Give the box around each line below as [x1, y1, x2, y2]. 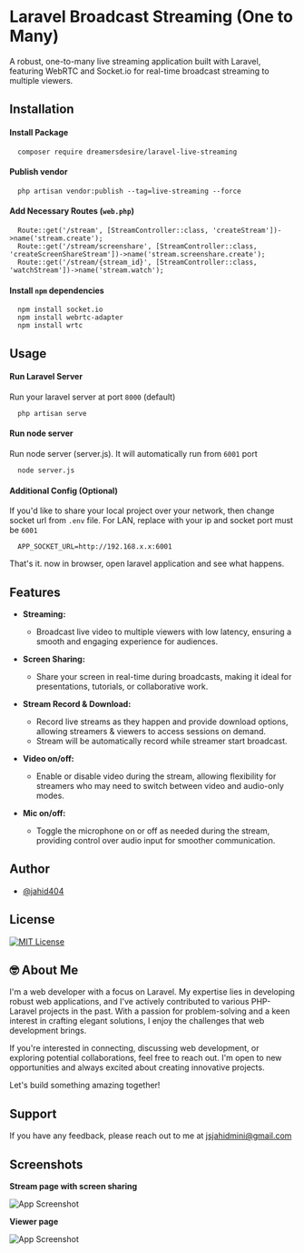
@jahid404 [22, 885, 64, 896]
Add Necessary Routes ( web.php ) [9, 206, 134, 217]
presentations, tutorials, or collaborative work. [35, 681, 209, 692]
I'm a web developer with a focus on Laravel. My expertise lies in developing [9, 986, 295, 997]
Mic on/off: [22, 807, 66, 818]
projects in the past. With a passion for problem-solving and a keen [38, 1005, 290, 1016]
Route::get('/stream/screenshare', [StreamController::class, [17, 241, 258, 251]
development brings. [9, 1026, 87, 1036]
